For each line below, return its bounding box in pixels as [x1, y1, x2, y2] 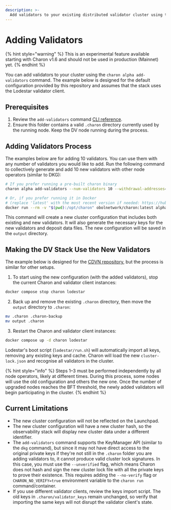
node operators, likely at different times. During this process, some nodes [5, 373, 159, 379]
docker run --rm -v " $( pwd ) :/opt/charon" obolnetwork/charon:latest [5, 205, 154, 210]
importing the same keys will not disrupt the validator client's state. [12, 499, 154, 505]
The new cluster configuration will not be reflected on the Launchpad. [12, 418, 159, 424]
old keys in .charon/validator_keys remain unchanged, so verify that [12, 493, 158, 500]
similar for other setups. [5, 264, 55, 270]
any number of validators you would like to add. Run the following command [5, 161, 165, 167]
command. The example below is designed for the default [29, 77, 150, 83]
